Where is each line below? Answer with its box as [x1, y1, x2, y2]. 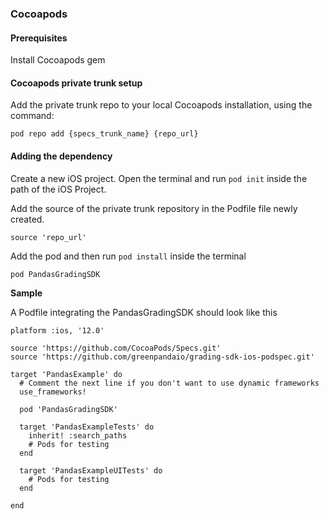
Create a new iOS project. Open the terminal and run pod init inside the [10, 172, 308, 184]
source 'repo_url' [10, 232, 87, 242]
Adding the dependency [10, 150, 113, 162]
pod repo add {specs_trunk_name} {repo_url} [10, 129, 199, 139]
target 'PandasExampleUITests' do [19, 465, 163, 476]
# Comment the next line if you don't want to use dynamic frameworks [19, 378, 320, 388]
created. [10, 213, 45, 225]
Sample [10, 287, 43, 299]
